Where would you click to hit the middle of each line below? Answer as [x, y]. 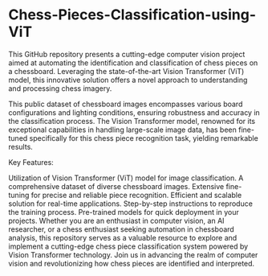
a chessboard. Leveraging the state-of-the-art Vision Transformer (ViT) [126, 71]
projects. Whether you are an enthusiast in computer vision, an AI [116, 220]
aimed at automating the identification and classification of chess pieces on [133, 63]
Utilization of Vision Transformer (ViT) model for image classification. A [126, 178]
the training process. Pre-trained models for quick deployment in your [124, 212]
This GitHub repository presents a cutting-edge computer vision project [127, 54]
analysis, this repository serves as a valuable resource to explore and [123, 237]
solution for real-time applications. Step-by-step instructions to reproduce [130, 204]
